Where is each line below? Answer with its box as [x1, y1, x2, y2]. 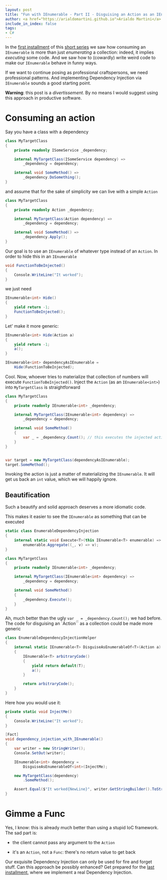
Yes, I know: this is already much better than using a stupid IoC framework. [5, 824, 159, 830]
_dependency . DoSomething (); [23, 175, 81, 180]
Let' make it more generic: [5, 323, 59, 329]
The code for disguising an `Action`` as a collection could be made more [5, 620, 153, 626]
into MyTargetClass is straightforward [5, 384, 81, 390]
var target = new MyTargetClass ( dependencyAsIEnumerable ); [5, 457, 130, 462]
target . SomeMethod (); [5, 462, 50, 467]
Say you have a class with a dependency [5, 129, 88, 135]
